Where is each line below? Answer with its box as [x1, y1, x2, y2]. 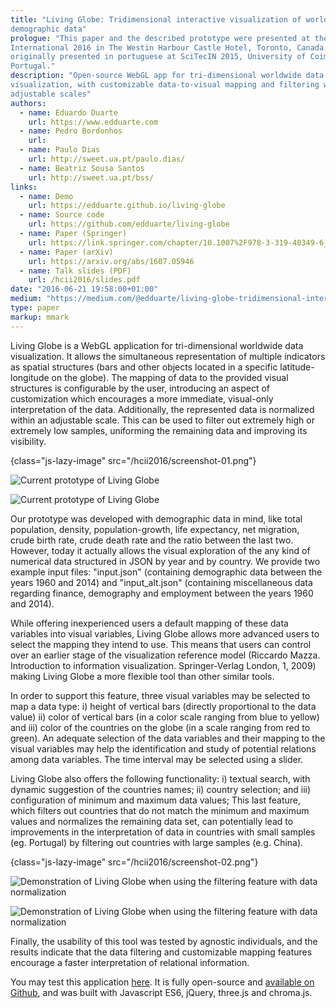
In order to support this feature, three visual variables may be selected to [10, 689, 311, 701]
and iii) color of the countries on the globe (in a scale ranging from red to [10, 721, 311, 733]
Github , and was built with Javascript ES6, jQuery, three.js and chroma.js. [10, 986, 313, 998]
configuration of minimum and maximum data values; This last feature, [10, 794, 302, 806]
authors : [10, 98, 47, 108]
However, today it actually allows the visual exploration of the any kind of [10, 544, 311, 556]
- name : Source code [19, 210, 105, 220]
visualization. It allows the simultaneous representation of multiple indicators [10, 350, 326, 362]
